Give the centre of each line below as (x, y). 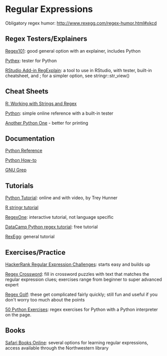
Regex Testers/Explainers (46, 39)
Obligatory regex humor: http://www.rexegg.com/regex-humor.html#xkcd (81, 23)
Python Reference (24, 151)
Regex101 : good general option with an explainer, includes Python (73, 51)
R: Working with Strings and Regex (41, 103)
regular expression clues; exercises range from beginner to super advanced (83, 279)
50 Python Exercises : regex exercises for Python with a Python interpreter (81, 309)
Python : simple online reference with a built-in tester (59, 113)
